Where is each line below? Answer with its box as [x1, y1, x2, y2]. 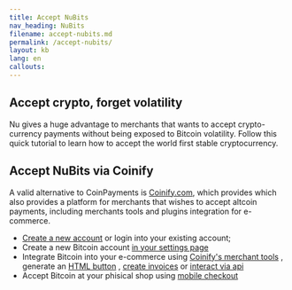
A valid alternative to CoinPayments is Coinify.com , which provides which [9, 187, 277, 198]
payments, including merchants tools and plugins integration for [9, 206, 242, 216]
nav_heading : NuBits [9, 21, 86, 30]
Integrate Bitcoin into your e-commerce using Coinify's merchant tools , [21, 251, 283, 262]
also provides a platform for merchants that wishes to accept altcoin [9, 196, 257, 207]
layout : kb [9, 46, 50, 55]
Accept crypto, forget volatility [9, 95, 183, 111]
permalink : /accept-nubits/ [9, 37, 113, 47]
